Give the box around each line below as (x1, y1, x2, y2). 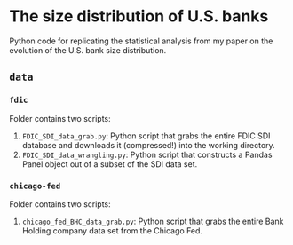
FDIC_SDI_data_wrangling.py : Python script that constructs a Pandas (21, 149, 273, 160)
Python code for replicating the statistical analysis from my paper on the (9, 36, 273, 46)
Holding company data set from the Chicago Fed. (21, 225, 202, 236)
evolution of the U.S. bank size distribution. (9, 44, 167, 55)
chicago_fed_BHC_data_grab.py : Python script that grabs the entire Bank (21, 216, 284, 226)
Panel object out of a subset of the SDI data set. (21, 158, 198, 170)
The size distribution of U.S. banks (9, 6, 269, 27)
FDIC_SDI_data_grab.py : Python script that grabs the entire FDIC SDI (21, 130, 271, 141)
